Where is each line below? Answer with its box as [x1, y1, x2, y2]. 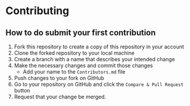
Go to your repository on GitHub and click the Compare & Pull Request [14, 81, 184, 88]
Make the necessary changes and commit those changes [14, 62, 154, 69]
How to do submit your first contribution [5, 28, 156, 38]
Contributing [5, 4, 69, 18]
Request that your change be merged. [14, 93, 106, 100]
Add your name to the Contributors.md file [22, 68, 126, 75]
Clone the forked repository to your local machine [14, 49, 135, 57]
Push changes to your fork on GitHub [14, 75, 104, 81]
